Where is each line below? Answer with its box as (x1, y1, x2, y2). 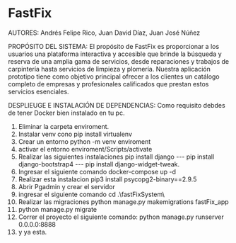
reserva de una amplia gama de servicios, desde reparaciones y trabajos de (8, 57, 229, 65)
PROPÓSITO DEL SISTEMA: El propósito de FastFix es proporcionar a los (8, 42, 220, 50)
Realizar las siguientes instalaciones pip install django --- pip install (18, 152, 215, 161)
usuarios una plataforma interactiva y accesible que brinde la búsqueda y (8, 50, 222, 58)
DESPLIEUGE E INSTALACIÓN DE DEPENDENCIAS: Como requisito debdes (8, 101, 225, 109)
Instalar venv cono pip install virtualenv (18, 130, 133, 138)
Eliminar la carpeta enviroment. (18, 122, 110, 130)
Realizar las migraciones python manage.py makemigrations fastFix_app (18, 197, 229, 206)
